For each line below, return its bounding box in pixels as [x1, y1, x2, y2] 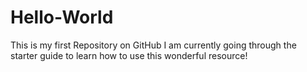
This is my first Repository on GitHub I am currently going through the [10, 39, 297, 51]
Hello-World [10, 6, 114, 29]
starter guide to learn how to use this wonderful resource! [10, 49, 248, 61]
